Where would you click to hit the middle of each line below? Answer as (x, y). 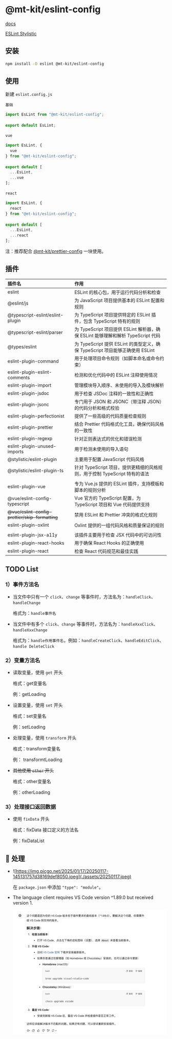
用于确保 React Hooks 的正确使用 (109, 543)
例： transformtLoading (37, 760)
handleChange (27, 603)
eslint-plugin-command (33, 361)
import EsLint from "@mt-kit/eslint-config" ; (55, 115)
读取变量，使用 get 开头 (38, 672)
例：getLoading (29, 694)
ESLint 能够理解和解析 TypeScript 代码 (120, 336)
